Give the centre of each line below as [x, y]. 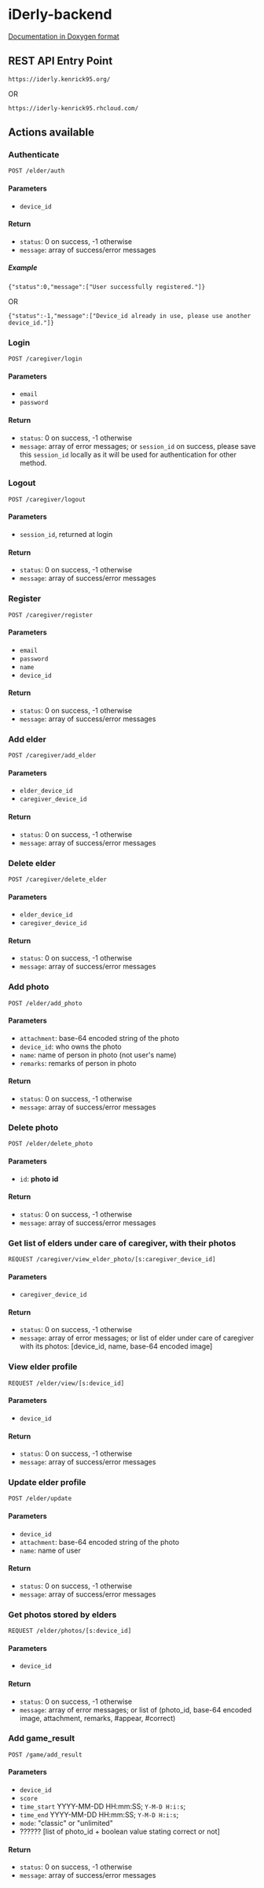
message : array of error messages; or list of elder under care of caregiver [136, 1338]
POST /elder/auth [37, 171]
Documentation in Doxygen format [64, 36]
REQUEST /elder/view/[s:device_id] [66, 1383]
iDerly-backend [60, 15]
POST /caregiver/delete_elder [58, 879]
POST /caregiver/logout [47, 499]
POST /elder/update [40, 1499]
